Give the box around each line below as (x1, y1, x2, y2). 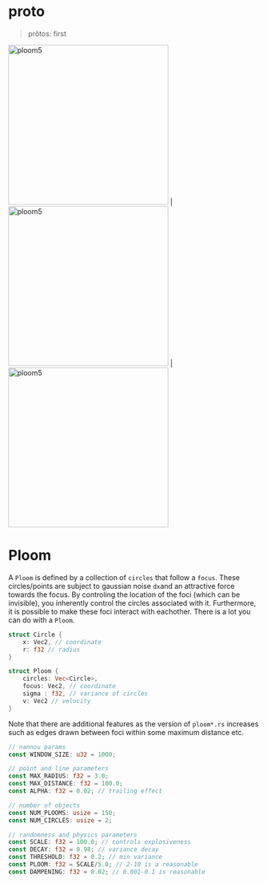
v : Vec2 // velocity (22, 697, 91, 705)
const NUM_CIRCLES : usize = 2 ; (8, 816, 113, 825)
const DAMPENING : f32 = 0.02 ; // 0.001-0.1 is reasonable (8, 868, 205, 876)
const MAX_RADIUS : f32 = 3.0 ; (8, 772, 110, 781)
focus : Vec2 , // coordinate (22, 682, 116, 690)
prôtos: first (27, 29, 66, 38)
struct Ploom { (8, 667, 59, 675)
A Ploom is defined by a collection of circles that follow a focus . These (8, 572, 241, 582)
